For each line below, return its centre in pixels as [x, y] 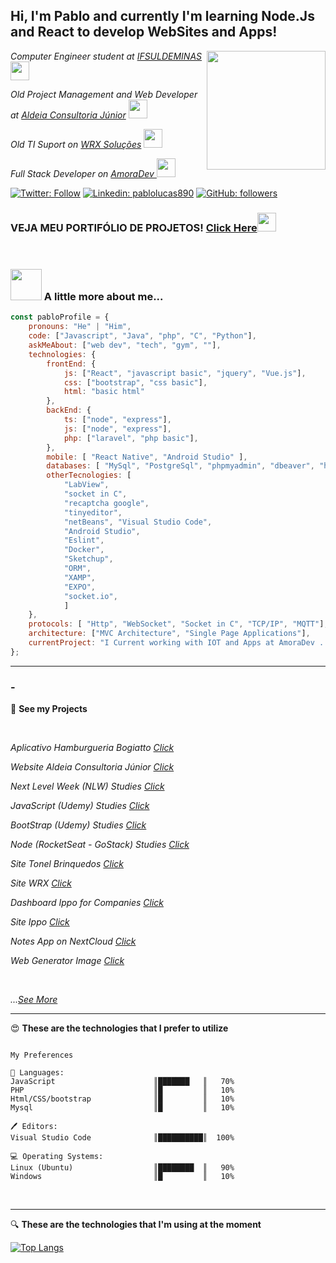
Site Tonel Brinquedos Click [67, 864]
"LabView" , [86, 485]
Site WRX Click [41, 883]
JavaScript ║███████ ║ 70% [122, 1082]
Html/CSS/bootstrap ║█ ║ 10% [122, 1099]
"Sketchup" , [88, 559]
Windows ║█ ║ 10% [122, 1177]
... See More [34, 1000]
